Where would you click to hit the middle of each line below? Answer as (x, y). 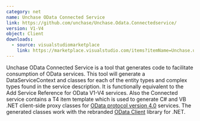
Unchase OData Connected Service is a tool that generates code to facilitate (100, 67)
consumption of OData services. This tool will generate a (76, 74)
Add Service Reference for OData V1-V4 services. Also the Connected (92, 92)
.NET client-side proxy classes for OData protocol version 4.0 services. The (99, 106)
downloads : (20, 39)
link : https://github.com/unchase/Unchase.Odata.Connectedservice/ (92, 23)
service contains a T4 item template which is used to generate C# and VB (96, 99)
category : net (24, 12)
